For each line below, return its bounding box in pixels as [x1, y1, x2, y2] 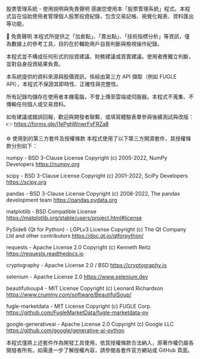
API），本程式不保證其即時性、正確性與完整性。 [6, 81, 122, 88]
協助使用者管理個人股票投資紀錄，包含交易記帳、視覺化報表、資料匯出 [21, 13, 194, 20]
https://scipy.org [6, 178, 46, 185]
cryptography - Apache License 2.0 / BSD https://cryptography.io [6, 262, 167, 268]
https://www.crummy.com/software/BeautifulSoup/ [6, 291, 132, 298]
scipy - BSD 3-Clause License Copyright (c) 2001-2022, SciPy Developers [6, 172, 189, 179]
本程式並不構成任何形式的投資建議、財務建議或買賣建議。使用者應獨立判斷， [6, 53, 194, 60]
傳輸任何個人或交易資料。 [6, 101, 69, 107]
